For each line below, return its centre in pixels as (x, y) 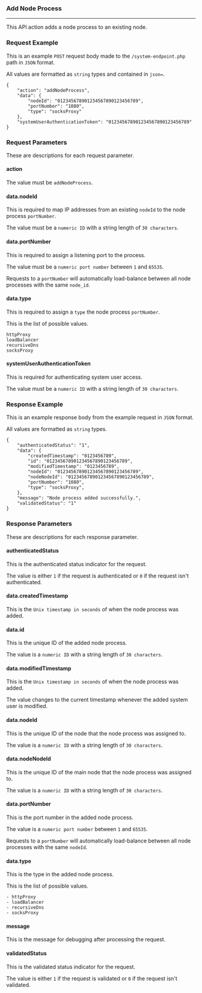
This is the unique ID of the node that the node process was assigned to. (96, 733)
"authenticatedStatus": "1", (54, 446)
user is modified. (27, 706)
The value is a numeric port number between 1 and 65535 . (77, 829)
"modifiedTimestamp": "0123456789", (74, 467)
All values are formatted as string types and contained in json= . (86, 74)
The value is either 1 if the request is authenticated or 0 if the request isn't (98, 576)
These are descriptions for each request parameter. (70, 155)
